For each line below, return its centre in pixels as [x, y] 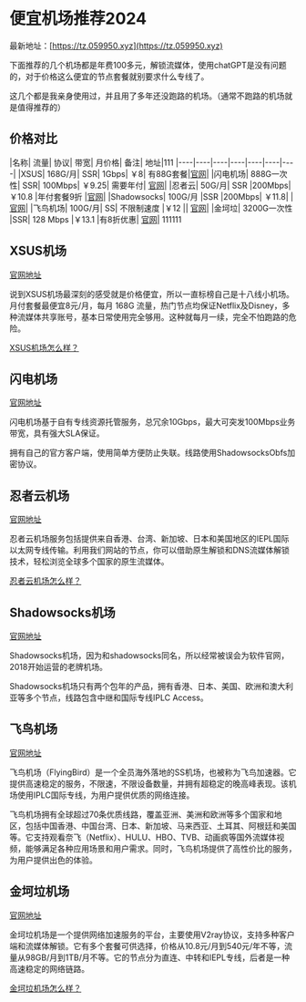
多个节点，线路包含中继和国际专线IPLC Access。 [117, 697]
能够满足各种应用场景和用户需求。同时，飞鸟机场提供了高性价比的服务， [161, 848]
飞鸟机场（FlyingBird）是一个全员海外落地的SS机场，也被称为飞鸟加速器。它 [153, 772]
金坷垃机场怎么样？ [46, 988]
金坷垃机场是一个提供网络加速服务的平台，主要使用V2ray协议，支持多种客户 [152, 935]
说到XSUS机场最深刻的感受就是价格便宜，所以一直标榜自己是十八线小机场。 [152, 294]
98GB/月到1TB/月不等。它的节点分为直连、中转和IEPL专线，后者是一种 [157, 957]
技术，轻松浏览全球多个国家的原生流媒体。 [89, 562]
